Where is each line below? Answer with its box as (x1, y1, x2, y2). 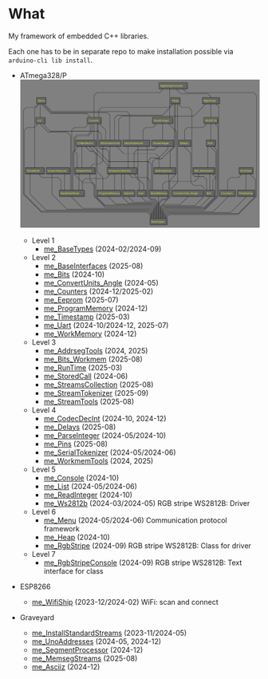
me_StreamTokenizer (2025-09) (43, 388, 149, 397)
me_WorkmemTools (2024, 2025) (43, 456, 154, 465)
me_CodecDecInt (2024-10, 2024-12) (43, 413, 167, 423)
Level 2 (31, 252, 57, 262)
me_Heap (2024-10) (43, 532, 110, 542)
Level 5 (31, 464, 56, 474)
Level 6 (31, 507, 57, 516)
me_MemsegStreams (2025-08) (31, 653, 138, 663)
